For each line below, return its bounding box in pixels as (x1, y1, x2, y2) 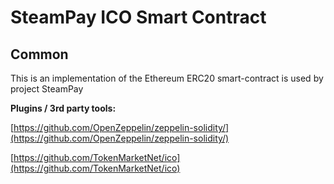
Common (10, 46, 69, 63)
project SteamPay (10, 83, 84, 95)
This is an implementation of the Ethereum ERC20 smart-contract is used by (10, 72, 324, 84)
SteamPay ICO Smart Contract (10, 6, 267, 29)
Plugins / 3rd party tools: (10, 102, 117, 114)
